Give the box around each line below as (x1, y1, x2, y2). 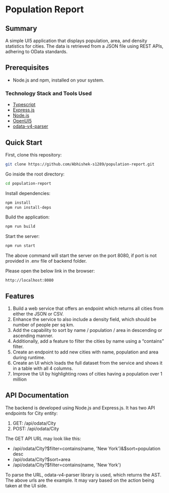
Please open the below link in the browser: (5, 268, 95, 274)
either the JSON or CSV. (12, 310, 64, 317)
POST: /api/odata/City (12, 425, 59, 431)
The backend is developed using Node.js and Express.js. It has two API (5, 404, 155, 411)
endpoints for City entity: (5, 410, 58, 416)
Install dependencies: (5, 190, 51, 196)
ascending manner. (12, 332, 54, 339)
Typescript (12, 102, 36, 108)
